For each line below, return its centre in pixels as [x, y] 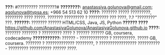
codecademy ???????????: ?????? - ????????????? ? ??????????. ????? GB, [81, 38]
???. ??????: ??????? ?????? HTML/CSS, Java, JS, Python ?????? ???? [77, 22]
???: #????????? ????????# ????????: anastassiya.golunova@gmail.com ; [79, 7]
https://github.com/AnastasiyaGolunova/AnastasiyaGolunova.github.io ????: [82, 28]
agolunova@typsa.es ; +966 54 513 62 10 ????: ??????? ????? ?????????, [78, 12]
